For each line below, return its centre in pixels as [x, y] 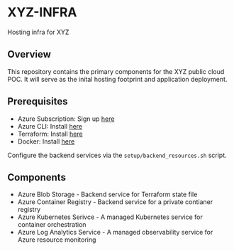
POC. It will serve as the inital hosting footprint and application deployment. [117, 79]
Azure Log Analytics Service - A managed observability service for [115, 233]
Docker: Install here [46, 141]
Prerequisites [38, 101]
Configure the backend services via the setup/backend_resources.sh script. [117, 155]
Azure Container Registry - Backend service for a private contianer [115, 202]
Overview [29, 54]
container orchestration [52, 225]
